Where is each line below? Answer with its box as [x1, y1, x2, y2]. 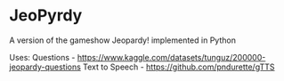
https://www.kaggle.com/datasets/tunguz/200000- [77, 52, 266, 62]
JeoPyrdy [9, 5, 83, 26]
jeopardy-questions [9, 61, 82, 72]
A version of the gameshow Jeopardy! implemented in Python [9, 35, 236, 45]
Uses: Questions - [9, 52, 76, 62]
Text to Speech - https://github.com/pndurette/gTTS [83, 61, 275, 72]
